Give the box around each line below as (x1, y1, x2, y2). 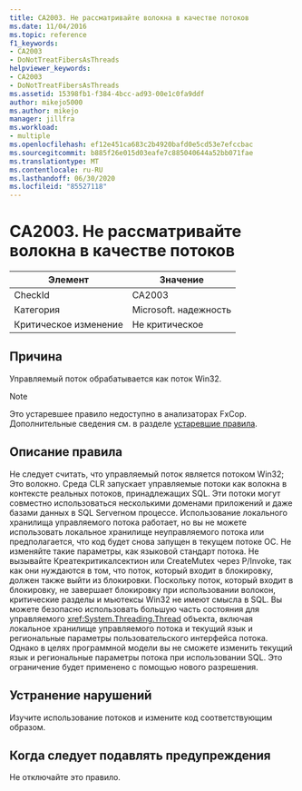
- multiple (9, 132, 51, 141)
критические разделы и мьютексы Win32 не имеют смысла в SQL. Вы (9, 594, 283, 605)
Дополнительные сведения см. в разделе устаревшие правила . (9, 418, 258, 429)
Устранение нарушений (9, 687, 152, 704)
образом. (9, 721, 46, 732)
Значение (159, 273, 204, 286)
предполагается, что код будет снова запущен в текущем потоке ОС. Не (9, 536, 292, 547)
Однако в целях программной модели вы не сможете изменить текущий (9, 642, 293, 653)
